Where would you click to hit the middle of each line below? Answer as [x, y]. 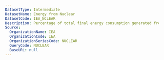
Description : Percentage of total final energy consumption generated [78, 23]
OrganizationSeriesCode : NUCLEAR [43, 41]
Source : [13, 28]
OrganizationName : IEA [32, 32]
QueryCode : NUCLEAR [29, 45]
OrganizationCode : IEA [32, 37]
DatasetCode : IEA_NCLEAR [30, 18]
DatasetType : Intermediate [32, 9]
